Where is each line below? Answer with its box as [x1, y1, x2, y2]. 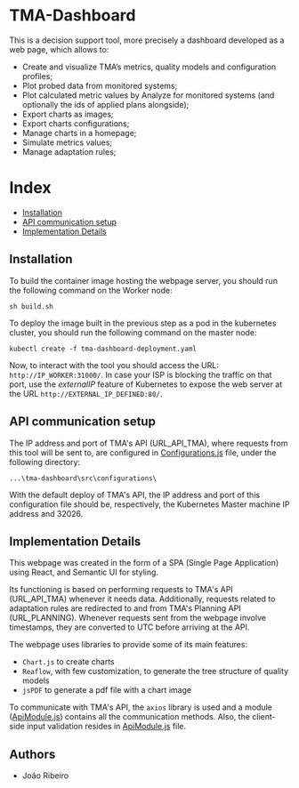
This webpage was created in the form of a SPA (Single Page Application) [9, 558, 279, 568]
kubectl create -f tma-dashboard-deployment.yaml [9, 344, 198, 353]
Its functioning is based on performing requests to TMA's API [9, 584, 233, 595]
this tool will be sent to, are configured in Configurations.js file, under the [9, 446, 277, 458]
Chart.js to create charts [21, 656, 115, 667]
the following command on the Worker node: [9, 285, 173, 295]
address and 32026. [9, 508, 84, 519]
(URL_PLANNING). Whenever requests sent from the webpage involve [9, 613, 267, 623]
